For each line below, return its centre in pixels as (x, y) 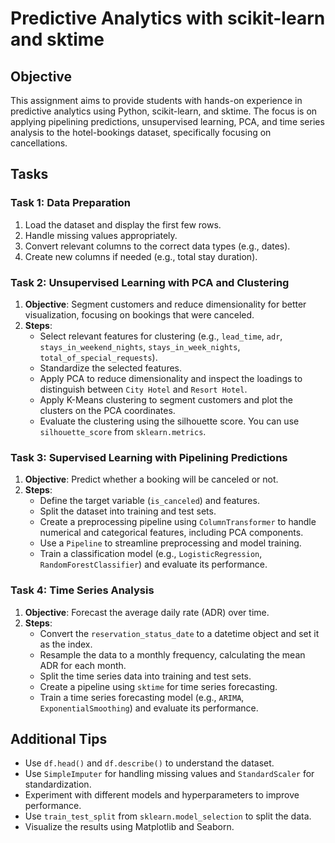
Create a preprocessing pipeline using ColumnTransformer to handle (178, 522)
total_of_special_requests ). (98, 357)
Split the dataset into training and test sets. (128, 511)
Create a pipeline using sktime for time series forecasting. (158, 686)
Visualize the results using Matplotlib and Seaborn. (129, 827)
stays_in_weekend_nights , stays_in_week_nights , (140, 346)
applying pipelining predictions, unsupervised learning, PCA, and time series (167, 121)
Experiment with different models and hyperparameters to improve (162, 795)
